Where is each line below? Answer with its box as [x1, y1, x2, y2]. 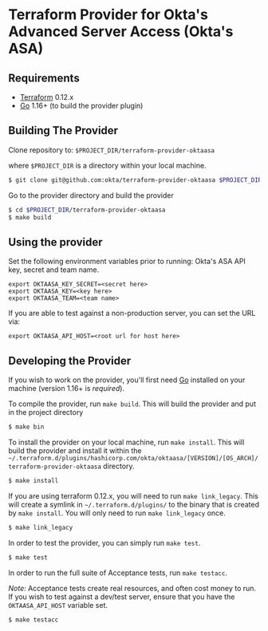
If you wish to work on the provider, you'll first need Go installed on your [8, 375, 246, 385]
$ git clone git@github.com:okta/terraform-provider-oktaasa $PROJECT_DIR [8, 175, 262, 184]
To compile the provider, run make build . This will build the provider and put [8, 399, 257, 408]
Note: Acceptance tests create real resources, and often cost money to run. [8, 583, 257, 593]
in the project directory [8, 408, 84, 417]
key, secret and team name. [8, 265, 100, 274]
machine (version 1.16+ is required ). [8, 384, 125, 393]
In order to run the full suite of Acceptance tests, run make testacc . [8, 568, 227, 578]
